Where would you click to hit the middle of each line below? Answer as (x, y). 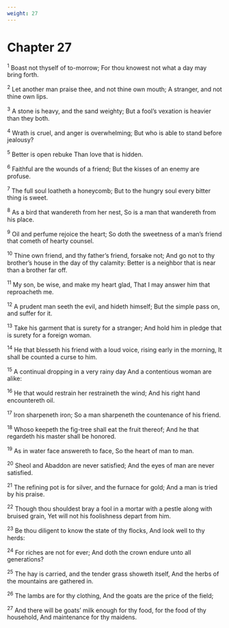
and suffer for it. (30, 313)
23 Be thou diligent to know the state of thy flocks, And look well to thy (106, 530)
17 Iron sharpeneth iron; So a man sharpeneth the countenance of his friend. (114, 414)
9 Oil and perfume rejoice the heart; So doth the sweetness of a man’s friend (114, 233)
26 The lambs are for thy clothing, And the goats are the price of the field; (110, 595)
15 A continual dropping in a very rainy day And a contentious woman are (109, 371)
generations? (26, 559)
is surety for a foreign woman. (49, 335)
